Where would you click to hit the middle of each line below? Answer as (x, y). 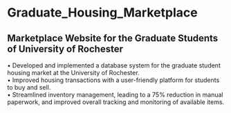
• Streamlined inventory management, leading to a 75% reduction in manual (115, 95)
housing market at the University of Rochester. (73, 73)
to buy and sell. (29, 87)
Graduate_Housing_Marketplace (103, 13)
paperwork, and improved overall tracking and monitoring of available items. (116, 102)
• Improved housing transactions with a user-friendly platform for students (113, 80)
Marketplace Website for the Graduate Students (113, 38)
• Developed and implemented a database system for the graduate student (114, 65)
